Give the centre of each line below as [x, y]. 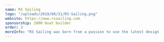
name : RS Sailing [23, 9]
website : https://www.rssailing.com [42, 18]
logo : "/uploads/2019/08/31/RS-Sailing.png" [51, 14]
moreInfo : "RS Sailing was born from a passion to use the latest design [82, 32]
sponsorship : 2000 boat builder [38, 23]
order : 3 [14, 28]
